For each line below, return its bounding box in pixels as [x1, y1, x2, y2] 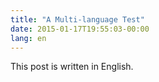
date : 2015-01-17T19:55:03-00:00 [10, 24, 150, 34]
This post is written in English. [10, 61, 134, 73]
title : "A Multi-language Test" [10, 14, 145, 25]
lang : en [10, 33, 47, 43]
